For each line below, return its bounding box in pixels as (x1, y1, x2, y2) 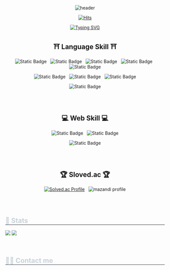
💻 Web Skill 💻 (61, 114, 109, 123)
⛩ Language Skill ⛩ (53, 43, 117, 51)
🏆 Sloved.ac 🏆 (60, 171, 110, 179)
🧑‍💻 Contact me (5, 256, 53, 265)
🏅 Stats (5, 216, 28, 225)
